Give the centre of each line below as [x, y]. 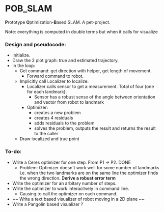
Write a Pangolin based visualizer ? [48, 204]
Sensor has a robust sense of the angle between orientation [95, 97]
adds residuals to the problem [64, 123]
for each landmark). [47, 92]
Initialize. [21, 55]
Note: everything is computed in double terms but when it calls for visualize [82, 31]
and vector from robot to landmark [69, 102]
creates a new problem [57, 113]
